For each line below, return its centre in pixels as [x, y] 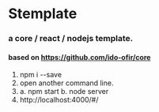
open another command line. [66, 83]
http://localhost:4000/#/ [59, 100]
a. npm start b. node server [64, 91]
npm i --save [40, 75]
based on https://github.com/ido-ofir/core [79, 57]
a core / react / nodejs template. [71, 39]
